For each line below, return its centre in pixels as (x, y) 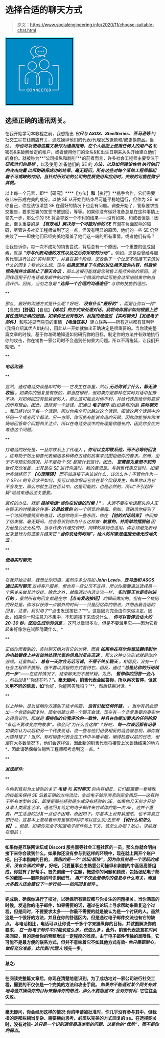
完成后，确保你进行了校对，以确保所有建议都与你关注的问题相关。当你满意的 (82, 899)
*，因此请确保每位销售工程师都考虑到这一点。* (52, 749)
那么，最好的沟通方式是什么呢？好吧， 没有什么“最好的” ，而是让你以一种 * (81, 304)
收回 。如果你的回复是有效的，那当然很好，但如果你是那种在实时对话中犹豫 (81, 393)
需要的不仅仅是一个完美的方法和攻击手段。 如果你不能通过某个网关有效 (85, 984)
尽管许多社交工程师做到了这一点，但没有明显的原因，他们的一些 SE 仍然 (86, 230)
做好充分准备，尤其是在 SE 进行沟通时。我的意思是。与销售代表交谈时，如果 (82, 468)
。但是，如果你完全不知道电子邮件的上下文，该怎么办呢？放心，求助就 (85, 826)
